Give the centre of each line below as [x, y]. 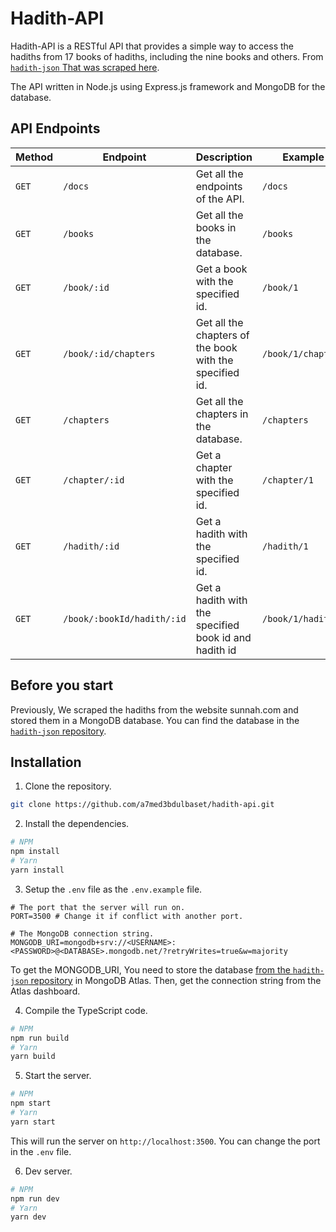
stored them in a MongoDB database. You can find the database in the [155, 720]
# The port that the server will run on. [98, 907]
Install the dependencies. [77, 824]
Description [224, 157]
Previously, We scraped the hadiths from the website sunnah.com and [154, 709]
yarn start [33, 1122]
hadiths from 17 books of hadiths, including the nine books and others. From [167, 56]
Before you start [62, 685]
